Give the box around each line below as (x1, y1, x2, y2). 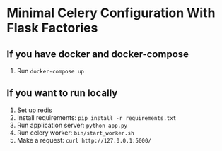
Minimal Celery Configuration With (6, 5, 216, 21)
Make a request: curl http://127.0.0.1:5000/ (16, 135, 152, 144)
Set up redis (16, 106, 52, 114)
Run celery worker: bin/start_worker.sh (16, 128, 135, 137)
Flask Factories (6, 20, 98, 36)
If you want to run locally (6, 87, 118, 99)
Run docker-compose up (16, 67, 84, 75)
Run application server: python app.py (16, 121, 128, 129)
